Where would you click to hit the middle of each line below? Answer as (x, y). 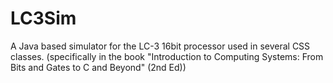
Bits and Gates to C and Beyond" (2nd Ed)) (98, 67)
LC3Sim (43, 18)
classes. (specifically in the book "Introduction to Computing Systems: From (167, 56)
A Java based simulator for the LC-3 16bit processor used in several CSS (160, 46)
